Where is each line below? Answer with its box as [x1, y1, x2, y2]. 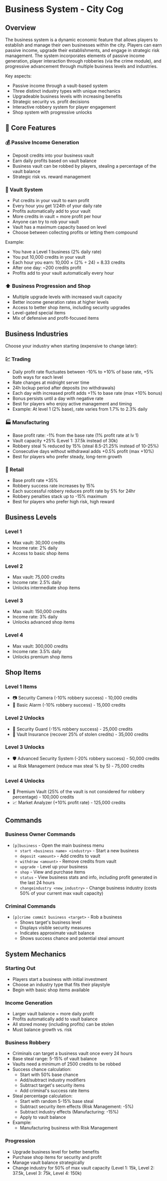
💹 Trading [5, 356, 31, 363]
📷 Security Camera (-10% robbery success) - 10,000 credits [12, 695, 138, 701]
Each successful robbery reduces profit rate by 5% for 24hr [12, 488, 136, 494]
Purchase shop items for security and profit [12, 1154, 102, 1160]
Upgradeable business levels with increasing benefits [12, 94, 123, 99]
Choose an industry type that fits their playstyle [12, 981, 111, 987]
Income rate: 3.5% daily [12, 648, 61, 654]
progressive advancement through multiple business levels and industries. [5, 64, 158, 69]
